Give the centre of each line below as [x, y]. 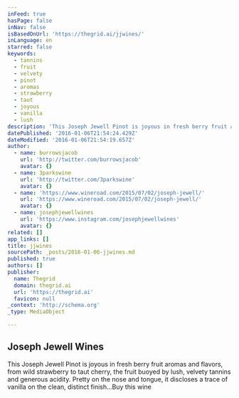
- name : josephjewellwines [54, 213]
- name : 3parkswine [43, 173]
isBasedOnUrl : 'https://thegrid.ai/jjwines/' [76, 34]
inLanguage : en [30, 41]
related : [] [25, 232]
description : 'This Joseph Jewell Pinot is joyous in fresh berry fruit [117, 126]
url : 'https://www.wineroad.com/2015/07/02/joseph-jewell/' [111, 199]
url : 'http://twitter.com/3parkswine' [78, 179]
